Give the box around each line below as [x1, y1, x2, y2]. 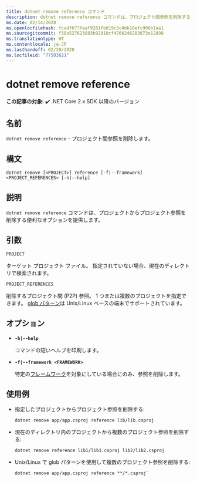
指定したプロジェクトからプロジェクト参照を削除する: [14, 406, 145, 413]
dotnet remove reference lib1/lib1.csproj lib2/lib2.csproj [14, 447, 165, 454]
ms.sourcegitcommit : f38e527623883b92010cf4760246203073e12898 [6, 31, 164, 36]
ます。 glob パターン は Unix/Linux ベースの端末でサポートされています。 [11, 299, 186, 306]
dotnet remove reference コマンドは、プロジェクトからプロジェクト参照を [6, 209, 186, 216]
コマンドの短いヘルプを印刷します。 [14, 346, 102, 353]
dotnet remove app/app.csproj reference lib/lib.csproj [14, 417, 154, 423]
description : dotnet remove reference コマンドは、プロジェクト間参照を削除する [6, 14, 191, 20]
